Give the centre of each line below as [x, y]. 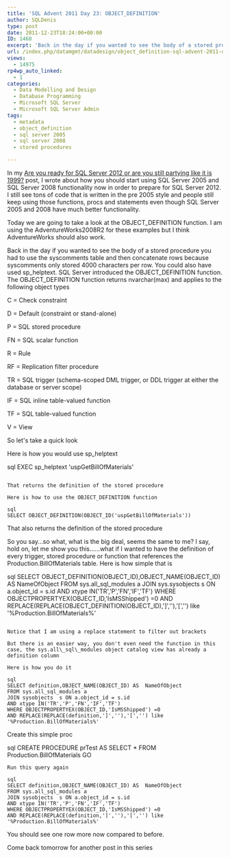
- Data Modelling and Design [55, 90]
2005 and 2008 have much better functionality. [74, 209]
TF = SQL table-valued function [52, 414]
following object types [38, 287]
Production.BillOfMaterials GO [49, 755]
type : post [23, 26]
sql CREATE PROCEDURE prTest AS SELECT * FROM [82, 748]
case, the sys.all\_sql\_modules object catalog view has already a [107, 650]
